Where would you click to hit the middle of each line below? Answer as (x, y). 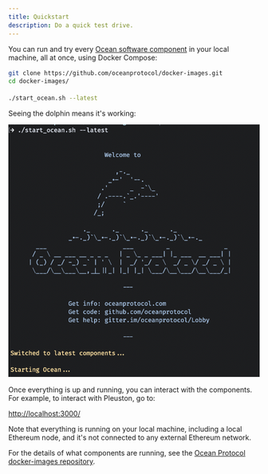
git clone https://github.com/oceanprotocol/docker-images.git (116, 73)
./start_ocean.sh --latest (53, 98)
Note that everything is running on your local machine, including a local (125, 429)
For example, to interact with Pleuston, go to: (82, 398)
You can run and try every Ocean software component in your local (119, 49)
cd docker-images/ (39, 81)
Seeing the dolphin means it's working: (72, 113)
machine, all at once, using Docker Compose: (83, 57)
